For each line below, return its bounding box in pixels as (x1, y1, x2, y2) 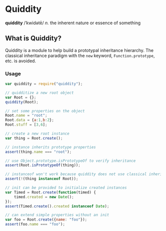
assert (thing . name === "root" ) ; (5, 149, 72, 154)
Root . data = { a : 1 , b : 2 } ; (5, 118, 54, 123)
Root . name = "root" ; (5, 113, 48, 118)
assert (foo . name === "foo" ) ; (5, 222, 65, 227)
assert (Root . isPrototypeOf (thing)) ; (5, 163, 81, 168)
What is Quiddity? (5, 34, 62, 43)
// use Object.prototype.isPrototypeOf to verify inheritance (5, 158, 136, 163)
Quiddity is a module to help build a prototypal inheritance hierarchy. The (5, 47, 154, 53)
